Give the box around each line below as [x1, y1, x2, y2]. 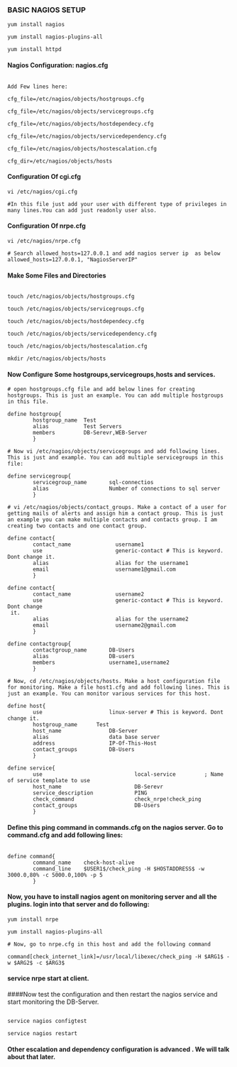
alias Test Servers [33, 423, 122, 430]
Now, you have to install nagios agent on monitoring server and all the [7, 892, 218, 901]
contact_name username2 [33, 591, 144, 598]
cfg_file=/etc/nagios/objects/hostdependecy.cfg [7, 120, 154, 127]
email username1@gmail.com [33, 566, 176, 573]
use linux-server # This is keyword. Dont [33, 708, 224, 716]
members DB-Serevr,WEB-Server [33, 429, 148, 437]
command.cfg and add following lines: [7, 831, 123, 839]
